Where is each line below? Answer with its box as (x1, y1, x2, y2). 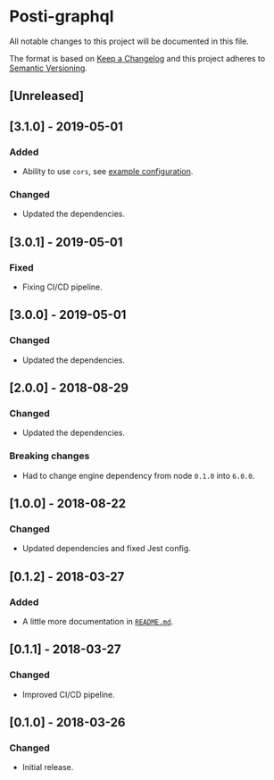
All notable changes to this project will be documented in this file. (9, 36, 250, 46)
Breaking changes (9, 449, 90, 462)
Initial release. (21, 762, 74, 773)
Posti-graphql (9, 6, 114, 27)
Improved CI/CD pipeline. (21, 689, 116, 700)
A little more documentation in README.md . (21, 616, 174, 627)
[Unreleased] (9, 88, 85, 104)
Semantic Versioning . (9, 63, 87, 73)
